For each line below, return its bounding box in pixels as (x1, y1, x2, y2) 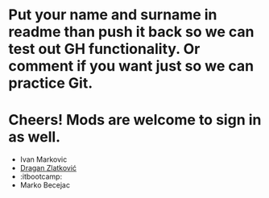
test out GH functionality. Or (8, 40, 201, 58)
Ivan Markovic (19, 155, 68, 164)
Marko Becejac (19, 180, 71, 190)
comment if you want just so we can (8, 57, 255, 76)
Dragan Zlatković (19, 163, 77, 173)
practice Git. (8, 74, 93, 93)
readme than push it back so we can (8, 23, 255, 41)
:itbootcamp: (19, 171, 63, 182)
